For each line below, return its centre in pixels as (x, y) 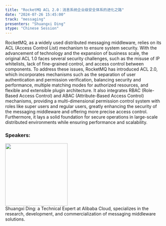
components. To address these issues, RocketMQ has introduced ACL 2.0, (82, 69)
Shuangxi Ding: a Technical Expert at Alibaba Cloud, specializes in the (77, 208)
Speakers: (18, 135)
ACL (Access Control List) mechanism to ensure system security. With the (81, 48)
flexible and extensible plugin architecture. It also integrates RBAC (73, 90)
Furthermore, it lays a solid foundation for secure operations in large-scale (82, 117)
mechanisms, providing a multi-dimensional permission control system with (83, 101)
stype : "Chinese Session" (32, 28)
